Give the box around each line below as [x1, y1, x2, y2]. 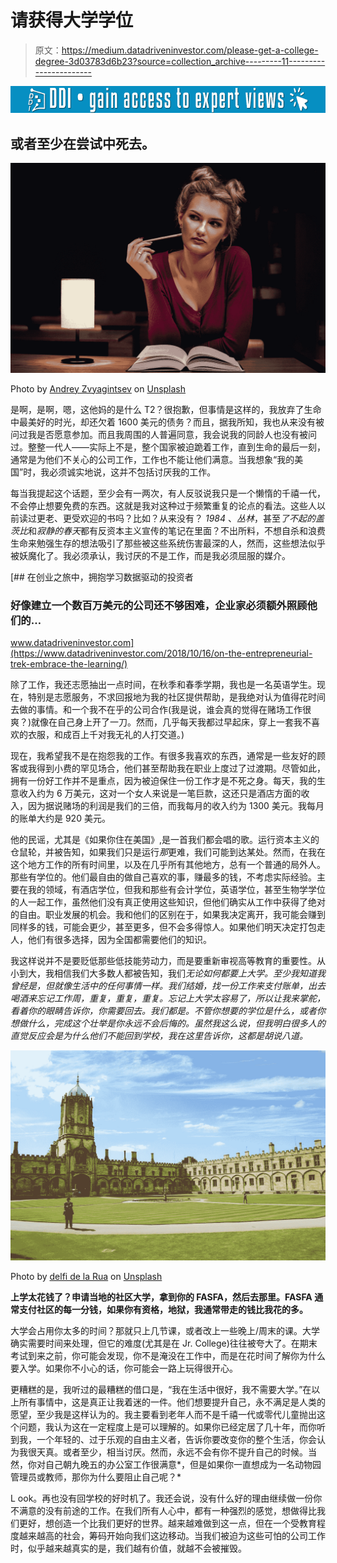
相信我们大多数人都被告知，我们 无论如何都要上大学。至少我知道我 [53, 967, 326, 979]
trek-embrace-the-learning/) [10, 657, 128, 670]
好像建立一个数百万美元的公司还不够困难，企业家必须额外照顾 [10, 598, 308, 612]
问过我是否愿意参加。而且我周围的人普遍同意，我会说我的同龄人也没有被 [10, 428, 308, 440]
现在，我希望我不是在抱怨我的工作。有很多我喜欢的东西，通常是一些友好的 [10, 749, 317, 761]
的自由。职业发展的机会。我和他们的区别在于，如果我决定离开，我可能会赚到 [10, 908, 326, 920]
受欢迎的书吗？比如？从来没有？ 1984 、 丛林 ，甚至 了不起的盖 [71, 512, 325, 524]
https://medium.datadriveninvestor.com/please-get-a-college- [61, 44, 319, 56]
